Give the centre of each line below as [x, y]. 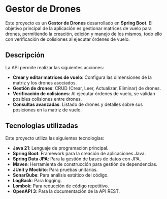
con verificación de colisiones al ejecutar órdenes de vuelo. [68, 39]
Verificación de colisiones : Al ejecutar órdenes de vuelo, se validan [84, 93]
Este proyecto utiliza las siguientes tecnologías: [55, 138]
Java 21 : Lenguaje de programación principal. [60, 148]
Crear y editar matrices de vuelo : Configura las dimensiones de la [82, 77]
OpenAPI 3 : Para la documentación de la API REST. [66, 191]
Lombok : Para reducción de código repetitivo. [61, 186]
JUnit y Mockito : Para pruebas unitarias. [55, 169]
